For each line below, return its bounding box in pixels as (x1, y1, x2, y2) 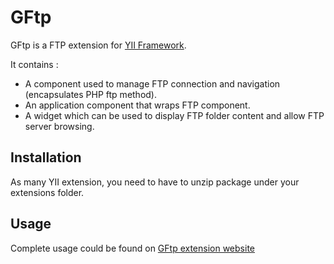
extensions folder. (10, 186, 85, 198)
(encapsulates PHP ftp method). (24, 88, 158, 100)
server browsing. (24, 120, 95, 132)
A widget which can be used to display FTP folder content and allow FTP (24, 109, 325, 121)
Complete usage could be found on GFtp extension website (10, 242, 255, 254)
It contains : (10, 58, 59, 70)
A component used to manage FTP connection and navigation (24, 77, 281, 90)
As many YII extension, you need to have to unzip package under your (10, 176, 300, 188)
